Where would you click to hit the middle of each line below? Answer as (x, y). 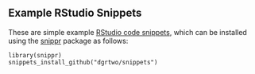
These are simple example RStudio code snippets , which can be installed (128, 32)
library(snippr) (35, 55)
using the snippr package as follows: (68, 41)
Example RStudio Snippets (75, 13)
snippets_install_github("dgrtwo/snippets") (83, 62)
